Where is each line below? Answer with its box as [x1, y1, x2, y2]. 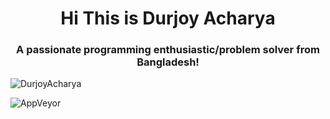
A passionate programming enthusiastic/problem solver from [16, 43, 320, 57]
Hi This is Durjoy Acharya [60, 7, 276, 30]
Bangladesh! [136, 55, 200, 69]
